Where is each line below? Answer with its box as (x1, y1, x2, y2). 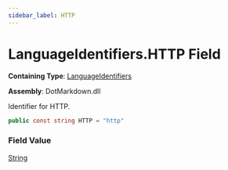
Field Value (8, 135, 52, 146)
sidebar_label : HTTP (8, 11, 76, 20)
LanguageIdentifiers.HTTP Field (8, 45, 221, 63)
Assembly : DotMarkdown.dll (8, 86, 101, 96)
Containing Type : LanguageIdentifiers (8, 71, 132, 81)
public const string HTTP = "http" (8, 117, 125, 125)
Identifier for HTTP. (8, 101, 71, 110)
